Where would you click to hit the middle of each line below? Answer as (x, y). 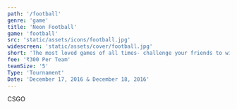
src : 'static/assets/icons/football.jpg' (69, 40)
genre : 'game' (28, 20)
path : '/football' (34, 14)
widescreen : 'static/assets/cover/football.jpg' (80, 46)
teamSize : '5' (28, 66)
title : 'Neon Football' (42, 27)
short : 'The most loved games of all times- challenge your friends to (115, 53)
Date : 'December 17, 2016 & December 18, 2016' (79, 79)
